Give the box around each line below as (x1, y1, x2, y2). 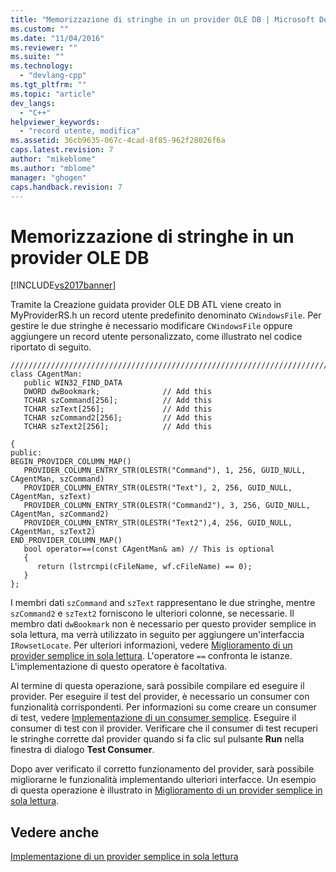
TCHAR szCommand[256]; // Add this (23, 396, 213, 406)
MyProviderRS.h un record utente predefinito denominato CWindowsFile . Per (10, 309, 322, 321)
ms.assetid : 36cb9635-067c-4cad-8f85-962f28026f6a (10, 136, 226, 146)
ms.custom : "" (10, 24, 70, 34)
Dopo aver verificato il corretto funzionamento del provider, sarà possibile (10, 763, 315, 775)
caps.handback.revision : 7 (10, 182, 123, 192)
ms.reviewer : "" (10, 42, 78, 53)
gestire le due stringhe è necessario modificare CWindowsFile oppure (10, 320, 293, 332)
